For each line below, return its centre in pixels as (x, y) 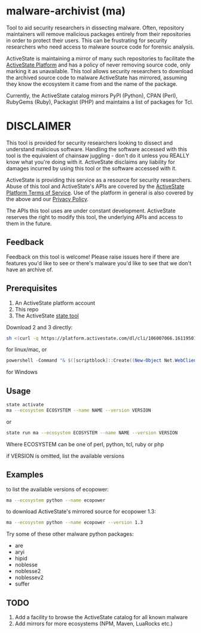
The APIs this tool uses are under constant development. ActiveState (91, 211)
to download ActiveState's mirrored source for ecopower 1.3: (81, 512)
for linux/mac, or (27, 350)
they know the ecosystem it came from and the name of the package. (92, 84)
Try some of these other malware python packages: (70, 534)
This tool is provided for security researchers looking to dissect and (89, 143)
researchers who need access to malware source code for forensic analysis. (100, 47)
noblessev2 (29, 578)
